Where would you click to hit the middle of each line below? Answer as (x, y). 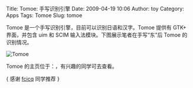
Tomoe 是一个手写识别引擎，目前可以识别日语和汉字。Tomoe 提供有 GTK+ (97, 27)
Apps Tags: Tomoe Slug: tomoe (44, 15)
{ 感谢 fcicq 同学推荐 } (33, 79)
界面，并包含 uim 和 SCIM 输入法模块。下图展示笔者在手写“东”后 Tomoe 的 (97, 35)
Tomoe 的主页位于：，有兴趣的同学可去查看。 (62, 66)
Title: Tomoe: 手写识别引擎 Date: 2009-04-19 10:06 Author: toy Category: (95, 9)
